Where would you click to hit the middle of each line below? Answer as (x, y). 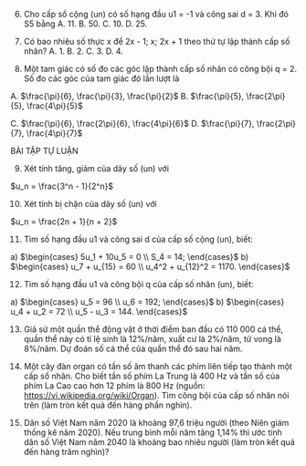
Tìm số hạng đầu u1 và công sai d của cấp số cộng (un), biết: (138, 239)
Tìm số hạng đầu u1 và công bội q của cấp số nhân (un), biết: (138, 284)
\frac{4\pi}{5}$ (55, 106)
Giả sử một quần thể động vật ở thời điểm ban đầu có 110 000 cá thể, (153, 329)
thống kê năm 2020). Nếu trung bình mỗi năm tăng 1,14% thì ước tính (153, 432)
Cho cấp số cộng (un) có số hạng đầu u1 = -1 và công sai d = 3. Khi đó (156, 14)
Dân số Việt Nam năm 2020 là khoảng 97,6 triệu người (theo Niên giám (156, 423)
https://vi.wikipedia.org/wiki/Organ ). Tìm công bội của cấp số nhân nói (156, 395)
